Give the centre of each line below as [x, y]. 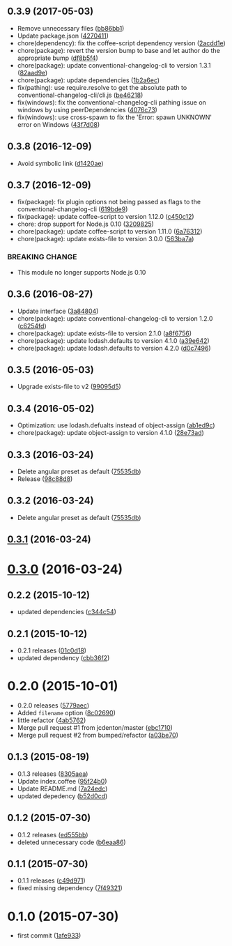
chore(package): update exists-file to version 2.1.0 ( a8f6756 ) [105, 333]
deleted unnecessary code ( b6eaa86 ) [72, 842]
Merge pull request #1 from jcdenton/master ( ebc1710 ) [95, 727]
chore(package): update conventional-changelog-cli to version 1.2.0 [115, 318]
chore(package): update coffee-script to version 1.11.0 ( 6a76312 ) [110, 231]
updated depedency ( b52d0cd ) [62, 796]
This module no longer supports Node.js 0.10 [82, 272]
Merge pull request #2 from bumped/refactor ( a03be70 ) [98, 735]
